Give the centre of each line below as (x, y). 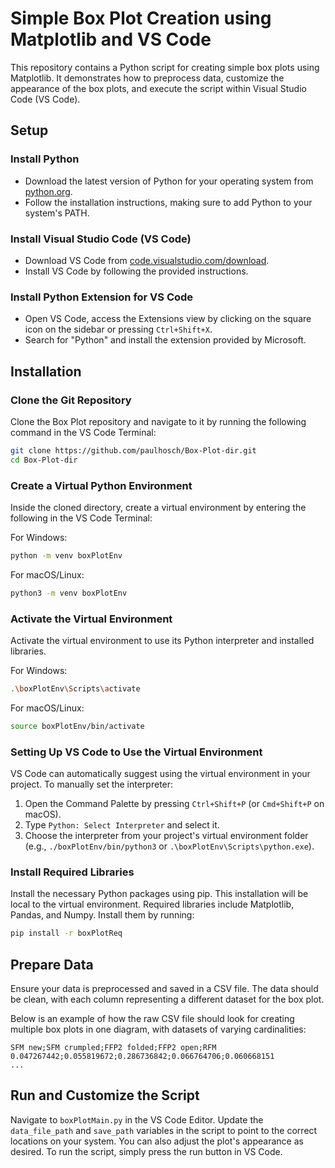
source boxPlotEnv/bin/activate (77, 726)
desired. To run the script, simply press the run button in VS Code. (146, 1151)
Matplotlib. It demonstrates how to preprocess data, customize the (147, 78)
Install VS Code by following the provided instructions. (136, 271)
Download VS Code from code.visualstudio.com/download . (147, 260)
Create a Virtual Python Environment (101, 485)
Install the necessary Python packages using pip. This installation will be (159, 894)
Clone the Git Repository (71, 400)
